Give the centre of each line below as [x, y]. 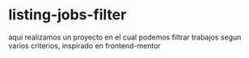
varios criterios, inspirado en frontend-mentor [85, 45]
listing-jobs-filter [68, 15]
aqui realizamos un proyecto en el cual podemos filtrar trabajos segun [125, 37]
